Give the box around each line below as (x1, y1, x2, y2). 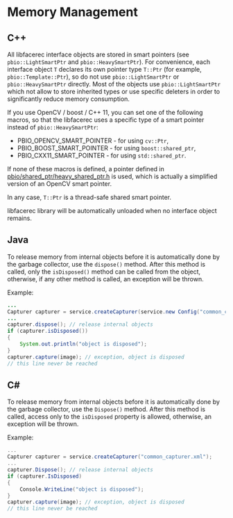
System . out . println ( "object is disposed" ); (19, 340, 148, 348)
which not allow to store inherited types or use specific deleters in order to (7, 88, 221, 95)
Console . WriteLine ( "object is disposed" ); (19, 485, 144, 493)
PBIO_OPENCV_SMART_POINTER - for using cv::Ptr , (17, 136, 169, 145)
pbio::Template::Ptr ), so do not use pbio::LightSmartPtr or (7, 72, 180, 81)
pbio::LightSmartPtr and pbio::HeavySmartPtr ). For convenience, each (7, 58, 210, 66)
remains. (7, 214, 33, 222)
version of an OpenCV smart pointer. (7, 180, 112, 188)
